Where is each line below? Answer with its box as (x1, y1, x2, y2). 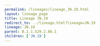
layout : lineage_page (4, 11, 48, 16)
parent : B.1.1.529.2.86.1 (4, 29, 57, 34)
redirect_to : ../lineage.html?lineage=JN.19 (4, 20, 96, 25)
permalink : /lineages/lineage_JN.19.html (4, 7, 89, 12)
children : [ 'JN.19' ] (4, 34, 46, 39)
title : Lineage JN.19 (4, 16, 48, 21)
